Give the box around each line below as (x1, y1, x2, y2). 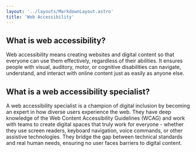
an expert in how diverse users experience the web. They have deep (6, 109, 171, 116)
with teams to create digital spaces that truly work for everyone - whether (6, 121, 184, 128)
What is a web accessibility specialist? (6, 87, 150, 96)
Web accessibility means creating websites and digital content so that (6, 51, 174, 58)
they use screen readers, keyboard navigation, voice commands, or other (6, 127, 183, 134)
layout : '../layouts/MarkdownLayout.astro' (6, 8, 114, 15)
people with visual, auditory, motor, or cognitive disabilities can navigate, (6, 64, 181, 71)
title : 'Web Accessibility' (6, 14, 75, 20)
